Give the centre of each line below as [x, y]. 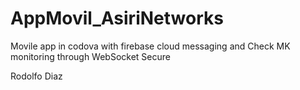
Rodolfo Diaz [36, 76]
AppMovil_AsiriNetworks [117, 18]
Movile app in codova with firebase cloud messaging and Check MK [150, 46]
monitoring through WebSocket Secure [90, 56]
